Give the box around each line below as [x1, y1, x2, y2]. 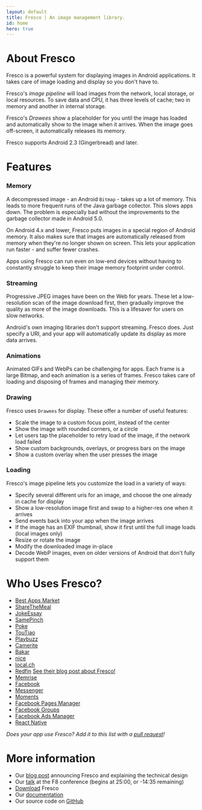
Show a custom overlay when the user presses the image [14, 451, 158, 458]
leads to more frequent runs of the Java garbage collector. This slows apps [6, 202, 193, 209]
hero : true [6, 25, 34, 32]
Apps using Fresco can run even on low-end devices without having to [6, 258, 182, 265]
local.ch [14, 661, 35, 668]
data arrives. [6, 336, 38, 343]
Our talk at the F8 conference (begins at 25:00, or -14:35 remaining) [14, 778, 184, 785]
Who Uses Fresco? [6, 577, 103, 591]
